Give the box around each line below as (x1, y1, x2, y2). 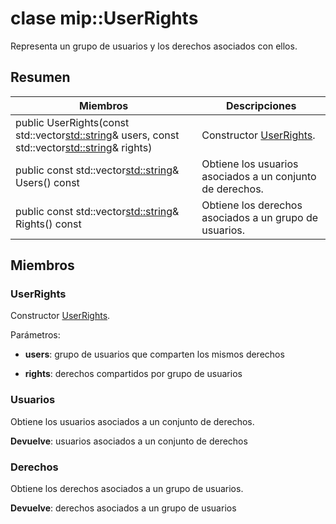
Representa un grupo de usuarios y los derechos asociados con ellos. (10, 40, 298, 52)
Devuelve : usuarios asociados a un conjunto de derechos (10, 435, 248, 447)
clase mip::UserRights (10, 7, 199, 30)
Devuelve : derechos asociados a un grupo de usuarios (10, 502, 237, 514)
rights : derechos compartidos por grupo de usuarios (24, 368, 243, 380)
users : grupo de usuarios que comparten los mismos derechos (24, 348, 285, 361)
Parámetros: (10, 329, 61, 341)
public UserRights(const (15, 115, 130, 129)
